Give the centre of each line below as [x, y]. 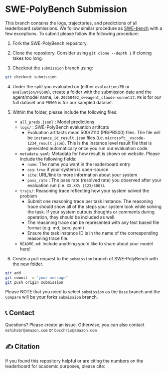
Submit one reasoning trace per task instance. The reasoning [90, 201]
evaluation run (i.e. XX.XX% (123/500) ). [66, 185]
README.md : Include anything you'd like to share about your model [86, 243]
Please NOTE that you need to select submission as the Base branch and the [83, 292]
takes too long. [28, 58]
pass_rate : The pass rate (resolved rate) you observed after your [94, 180]
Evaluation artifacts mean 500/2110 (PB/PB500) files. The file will [94, 132]
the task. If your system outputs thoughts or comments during [91, 212]
